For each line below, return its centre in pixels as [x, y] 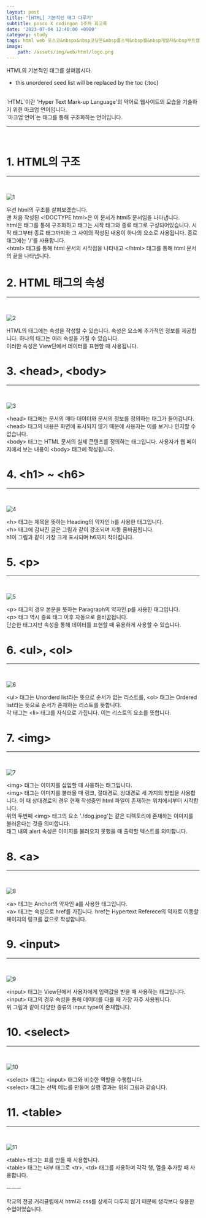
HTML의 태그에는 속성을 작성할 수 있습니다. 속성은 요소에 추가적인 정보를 [93, 330]
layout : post [23, 12]
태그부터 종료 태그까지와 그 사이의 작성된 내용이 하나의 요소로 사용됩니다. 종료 [105, 232]
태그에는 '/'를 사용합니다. [36, 240]
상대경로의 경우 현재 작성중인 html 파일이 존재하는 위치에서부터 [107, 801]
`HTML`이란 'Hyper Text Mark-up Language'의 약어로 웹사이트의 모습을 [94, 101]
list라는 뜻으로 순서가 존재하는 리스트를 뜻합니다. [64, 705]
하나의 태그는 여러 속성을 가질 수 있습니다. [69, 338]
